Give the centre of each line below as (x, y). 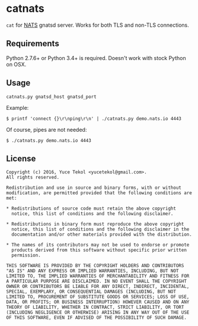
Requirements (33, 44)
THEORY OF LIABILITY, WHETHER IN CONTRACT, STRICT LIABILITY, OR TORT (95, 308)
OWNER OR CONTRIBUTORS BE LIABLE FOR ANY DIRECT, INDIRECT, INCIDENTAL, (98, 287)
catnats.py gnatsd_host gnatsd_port (51, 97)
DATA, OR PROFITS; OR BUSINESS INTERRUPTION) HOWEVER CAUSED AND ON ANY (98, 302)
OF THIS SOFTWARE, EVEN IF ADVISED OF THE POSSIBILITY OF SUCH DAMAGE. (96, 318)
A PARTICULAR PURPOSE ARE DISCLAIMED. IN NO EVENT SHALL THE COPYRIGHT (96, 281)
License (21, 158)
